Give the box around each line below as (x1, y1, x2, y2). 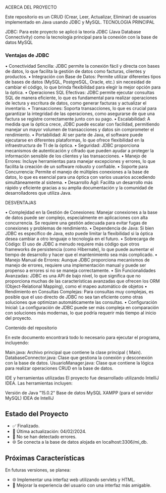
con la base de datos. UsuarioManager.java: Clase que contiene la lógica (5, 360, 154, 366)
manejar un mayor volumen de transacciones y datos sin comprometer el (5, 126, 155, 132)
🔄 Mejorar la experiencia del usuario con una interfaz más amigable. (12, 482, 152, 488)
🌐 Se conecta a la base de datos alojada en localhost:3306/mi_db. (12, 439, 148, 445)
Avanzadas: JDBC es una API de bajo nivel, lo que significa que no (5, 273, 141, 279)
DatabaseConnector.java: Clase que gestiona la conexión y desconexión (5, 355, 153, 361)
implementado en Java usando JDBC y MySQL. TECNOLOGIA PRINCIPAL (5, 19, 155, 25)
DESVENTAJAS (5, 200, 36, 206)
